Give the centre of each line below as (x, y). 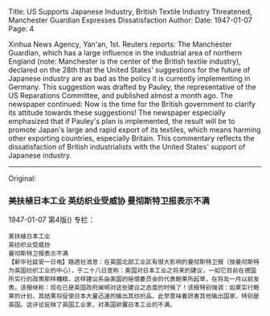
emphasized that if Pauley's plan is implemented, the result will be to (122, 121)
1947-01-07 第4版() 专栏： (52, 220)
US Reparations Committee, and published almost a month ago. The (121, 95)
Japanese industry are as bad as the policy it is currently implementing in (129, 78)
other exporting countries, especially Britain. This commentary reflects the (131, 138)
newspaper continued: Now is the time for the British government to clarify (132, 104)
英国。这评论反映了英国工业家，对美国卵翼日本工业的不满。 (92, 305)
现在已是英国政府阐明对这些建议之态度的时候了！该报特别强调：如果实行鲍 (155, 288)
